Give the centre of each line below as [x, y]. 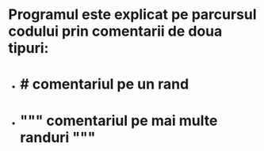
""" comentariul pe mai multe [119, 121]
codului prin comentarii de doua [115, 31]
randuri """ [57, 137]
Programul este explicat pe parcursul [132, 15]
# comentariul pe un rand [104, 84]
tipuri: [29, 48]
